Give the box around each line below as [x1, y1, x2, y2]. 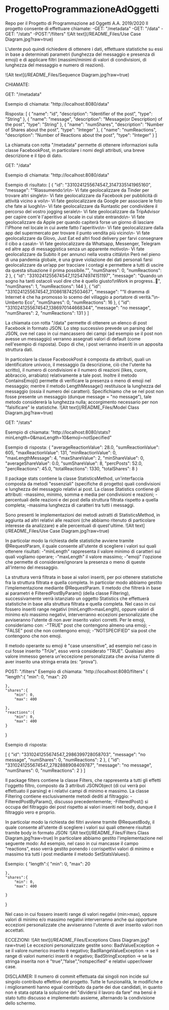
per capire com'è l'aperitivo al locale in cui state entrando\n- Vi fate [5, 214, 145, 220]
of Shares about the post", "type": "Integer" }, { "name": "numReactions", [5, 127, 157, 133]
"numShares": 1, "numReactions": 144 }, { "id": [5, 283, 102, 289]
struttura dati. [5, 346, 34, 353]
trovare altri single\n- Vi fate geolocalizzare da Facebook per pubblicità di [5, 192, 157, 198]
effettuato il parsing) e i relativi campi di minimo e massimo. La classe [5, 788, 149, 794]
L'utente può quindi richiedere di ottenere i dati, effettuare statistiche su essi [5, 46, 163, 52]
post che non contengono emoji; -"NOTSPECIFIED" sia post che [23, 627, 157, 633]
